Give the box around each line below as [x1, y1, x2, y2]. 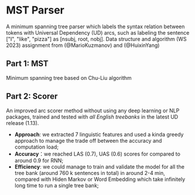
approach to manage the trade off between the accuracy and [14, 137, 162, 144]
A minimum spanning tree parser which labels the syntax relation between [6, 23, 185, 30]
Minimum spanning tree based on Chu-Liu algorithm [6, 74, 132, 81]
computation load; [14, 143, 59, 150]
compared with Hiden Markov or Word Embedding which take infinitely [14, 176, 186, 183]
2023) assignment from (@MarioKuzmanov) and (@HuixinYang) [6, 42, 160, 49]
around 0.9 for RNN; [14, 157, 63, 164]
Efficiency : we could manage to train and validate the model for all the [14, 163, 184, 170]
